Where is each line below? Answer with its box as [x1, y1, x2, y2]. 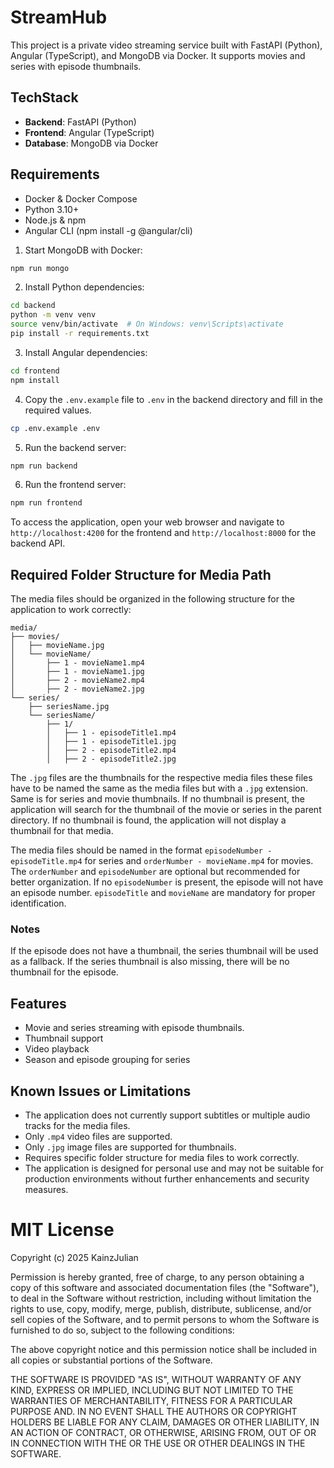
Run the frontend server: [24, 479, 127, 491]
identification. [10, 897, 67, 910]
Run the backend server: [24, 441, 127, 453]
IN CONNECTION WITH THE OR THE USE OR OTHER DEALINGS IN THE [10, 1437, 306, 1449]
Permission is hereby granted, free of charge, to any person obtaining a [10, 1271, 305, 1283]
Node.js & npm [24, 214, 87, 226]
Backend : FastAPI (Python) [24, 116, 137, 128]
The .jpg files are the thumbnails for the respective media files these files [10, 772, 313, 784]
